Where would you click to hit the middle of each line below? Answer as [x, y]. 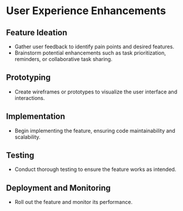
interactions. [30, 98]
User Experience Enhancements [86, 11]
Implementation [36, 117]
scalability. [28, 137]
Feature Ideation [37, 33]
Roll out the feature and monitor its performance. [74, 202]
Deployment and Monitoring [58, 188]
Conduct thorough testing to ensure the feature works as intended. [95, 169]
